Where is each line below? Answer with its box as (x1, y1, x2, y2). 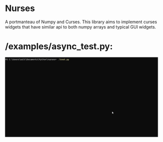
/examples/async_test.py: (5, 41, 113, 52)
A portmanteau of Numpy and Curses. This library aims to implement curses (5, 19, 157, 25)
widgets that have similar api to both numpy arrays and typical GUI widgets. (5, 24, 156, 29)
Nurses (5, 3, 35, 14)
